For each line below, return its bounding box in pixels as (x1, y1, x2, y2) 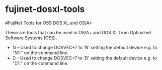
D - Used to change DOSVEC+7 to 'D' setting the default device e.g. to (12, 55, 157, 61)
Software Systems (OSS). (5, 35, 57, 41)
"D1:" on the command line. (12, 60, 69, 66)
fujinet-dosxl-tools (5, 3, 85, 15)
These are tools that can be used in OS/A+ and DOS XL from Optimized (5, 29, 151, 35)
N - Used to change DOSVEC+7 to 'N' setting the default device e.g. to (12, 44, 158, 50)
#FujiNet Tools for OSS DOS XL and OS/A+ (5, 20, 92, 26)
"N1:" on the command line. (12, 50, 69, 56)
